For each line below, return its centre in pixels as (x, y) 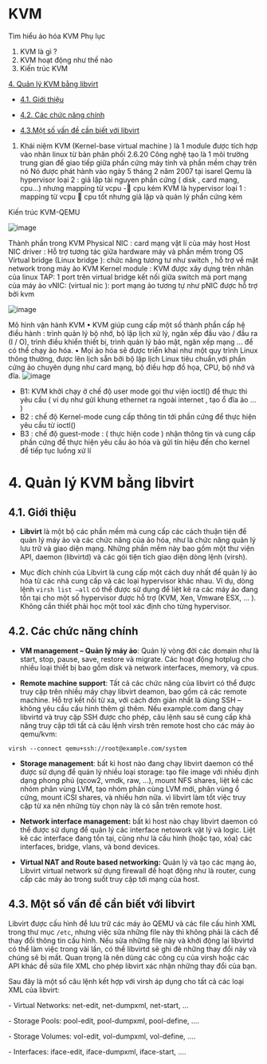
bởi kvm (22, 294)
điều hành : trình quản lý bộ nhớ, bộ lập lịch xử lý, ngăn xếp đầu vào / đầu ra (133, 333)
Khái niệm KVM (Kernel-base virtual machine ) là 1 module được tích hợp (139, 145)
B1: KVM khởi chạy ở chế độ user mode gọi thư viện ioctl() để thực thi (133, 391)
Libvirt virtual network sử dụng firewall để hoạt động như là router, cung (138, 870)
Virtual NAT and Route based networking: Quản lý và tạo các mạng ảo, (138, 862)
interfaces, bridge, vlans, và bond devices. (90, 846)
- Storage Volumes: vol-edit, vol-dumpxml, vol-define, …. (102, 1036)
